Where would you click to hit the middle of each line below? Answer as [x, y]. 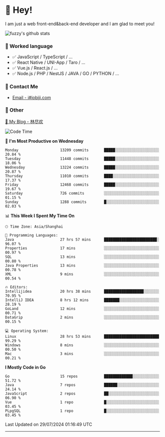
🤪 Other [14, 110]
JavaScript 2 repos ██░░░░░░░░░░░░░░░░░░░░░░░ [82, 394]
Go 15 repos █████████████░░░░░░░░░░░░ [82, 376]
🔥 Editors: [16, 287]
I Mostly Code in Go [25, 367]
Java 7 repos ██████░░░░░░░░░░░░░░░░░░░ [82, 385]
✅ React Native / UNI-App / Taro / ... [49, 62]
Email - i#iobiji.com [31, 97]
